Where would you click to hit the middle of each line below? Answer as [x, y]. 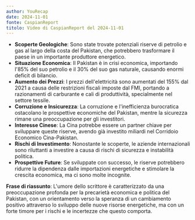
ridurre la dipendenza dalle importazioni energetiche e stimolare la [94, 169]
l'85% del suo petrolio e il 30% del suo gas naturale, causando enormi [99, 69]
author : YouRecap [27, 11]
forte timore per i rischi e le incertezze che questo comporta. [79, 211]
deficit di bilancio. [36, 75]
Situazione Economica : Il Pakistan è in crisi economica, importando [96, 63]
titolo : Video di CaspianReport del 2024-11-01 [65, 28]
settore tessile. [32, 101]
